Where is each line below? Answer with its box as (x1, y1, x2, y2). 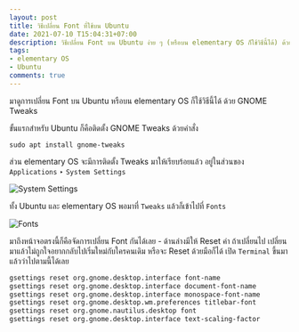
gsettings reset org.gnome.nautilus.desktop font (9, 306, 198, 316)
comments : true (9, 71, 66, 80)
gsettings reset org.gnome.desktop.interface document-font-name (9, 281, 256, 290)
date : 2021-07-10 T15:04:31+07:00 (9, 29, 138, 38)
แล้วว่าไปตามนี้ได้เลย (9, 255, 69, 266)
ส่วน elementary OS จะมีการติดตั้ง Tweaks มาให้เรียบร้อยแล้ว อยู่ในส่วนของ (9, 156, 245, 166)
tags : (9, 46, 29, 55)
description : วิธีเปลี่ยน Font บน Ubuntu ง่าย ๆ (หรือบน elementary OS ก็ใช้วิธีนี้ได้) (9, 37, 279, 47)
